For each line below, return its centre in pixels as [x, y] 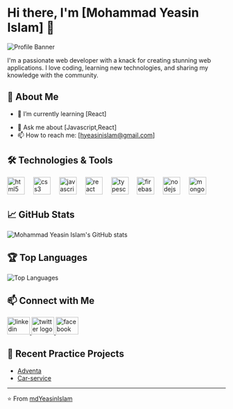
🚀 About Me [33, 97]
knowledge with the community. [53, 75]
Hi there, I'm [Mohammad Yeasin [103, 13]
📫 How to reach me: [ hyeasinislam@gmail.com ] [86, 135]
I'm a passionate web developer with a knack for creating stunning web [109, 60]
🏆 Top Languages [48, 258]
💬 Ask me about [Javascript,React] [67, 127]
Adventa [29, 371]
